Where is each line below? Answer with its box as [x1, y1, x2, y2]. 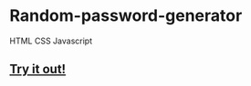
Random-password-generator [9, 5, 243, 26]
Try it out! [9, 62, 67, 77]
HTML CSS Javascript [9, 35, 93, 46]
